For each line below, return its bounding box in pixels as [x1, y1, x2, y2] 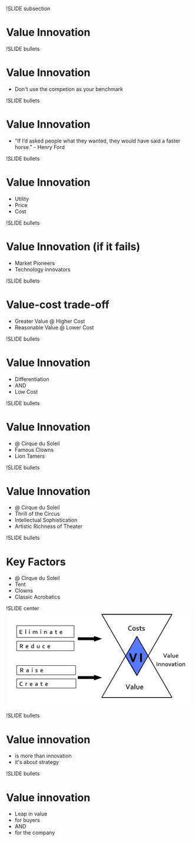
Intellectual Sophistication [14, 517, 78, 524]
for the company [14, 829, 55, 836]
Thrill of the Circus [14, 510, 60, 517]
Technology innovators [14, 265, 71, 273]
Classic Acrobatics [14, 594, 61, 601]
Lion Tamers [14, 452, 45, 459]
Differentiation [14, 375, 49, 383]
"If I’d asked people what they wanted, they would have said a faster [14, 137, 181, 144]
